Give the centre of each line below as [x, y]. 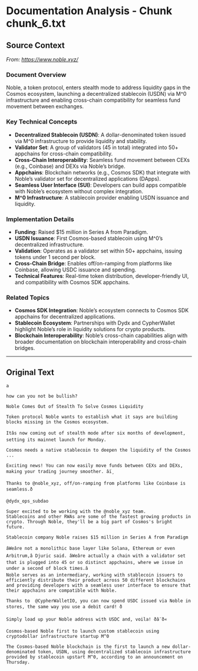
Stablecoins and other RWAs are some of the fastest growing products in [99, 517]
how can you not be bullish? [42, 396]
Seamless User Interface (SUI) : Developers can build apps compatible [100, 185]
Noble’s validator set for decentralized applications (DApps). [88, 179]
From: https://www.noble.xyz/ [42, 59]
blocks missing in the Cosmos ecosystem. [58, 422]
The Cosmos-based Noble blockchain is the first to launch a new [88, 647]
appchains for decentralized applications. [65, 317]
